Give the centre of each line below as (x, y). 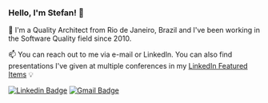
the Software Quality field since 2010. (70, 38)
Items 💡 (21, 74)
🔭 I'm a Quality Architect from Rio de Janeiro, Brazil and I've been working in (134, 30)
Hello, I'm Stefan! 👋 (46, 13)
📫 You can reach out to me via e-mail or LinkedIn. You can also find (120, 54)
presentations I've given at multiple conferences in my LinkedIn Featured (128, 66)
